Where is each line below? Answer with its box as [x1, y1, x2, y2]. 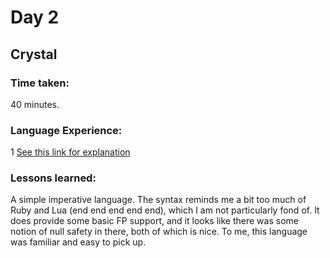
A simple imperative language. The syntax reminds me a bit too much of [10, 194, 307, 206]
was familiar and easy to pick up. [10, 236, 147, 248]
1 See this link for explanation [10, 146, 131, 158]
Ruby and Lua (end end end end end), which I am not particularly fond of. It [10, 204, 320, 216]
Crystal [10, 46, 58, 63]
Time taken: [10, 76, 70, 90]
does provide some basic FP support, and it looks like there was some [10, 215, 299, 227]
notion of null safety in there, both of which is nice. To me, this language [10, 226, 308, 238]
